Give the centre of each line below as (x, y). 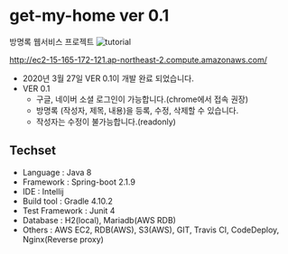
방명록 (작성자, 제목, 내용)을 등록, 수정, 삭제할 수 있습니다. (137, 110)
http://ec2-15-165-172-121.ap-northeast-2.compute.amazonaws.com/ (139, 59)
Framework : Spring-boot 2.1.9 (79, 182)
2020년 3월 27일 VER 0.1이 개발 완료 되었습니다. (108, 78)
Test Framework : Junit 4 (69, 210)
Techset (33, 151)
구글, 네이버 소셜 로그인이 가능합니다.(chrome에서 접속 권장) (142, 99)
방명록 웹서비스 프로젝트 (52, 41)
